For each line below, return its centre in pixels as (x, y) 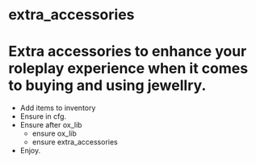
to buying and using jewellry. (107, 86)
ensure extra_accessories (75, 142)
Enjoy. (30, 151)
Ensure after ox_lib (51, 125)
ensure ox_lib (54, 133)
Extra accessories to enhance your (128, 52)
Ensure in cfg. (43, 116)
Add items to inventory (58, 108)
